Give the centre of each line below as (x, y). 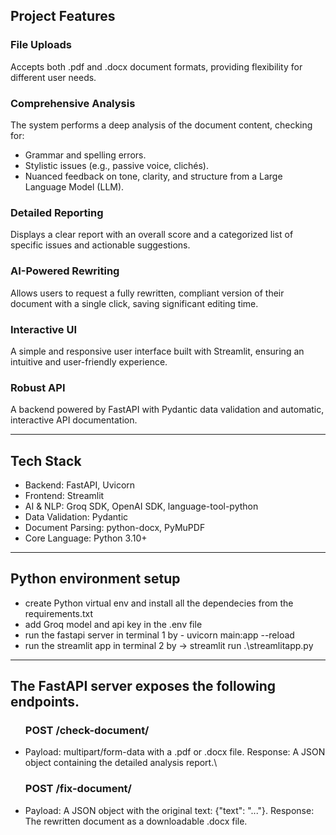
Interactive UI (44, 329)
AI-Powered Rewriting (65, 271)
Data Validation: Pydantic (76, 516)
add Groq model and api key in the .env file (113, 624)
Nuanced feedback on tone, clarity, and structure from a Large (153, 176)
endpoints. (45, 702)
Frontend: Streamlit (64, 495)
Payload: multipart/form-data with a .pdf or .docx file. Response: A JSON (175, 752)
